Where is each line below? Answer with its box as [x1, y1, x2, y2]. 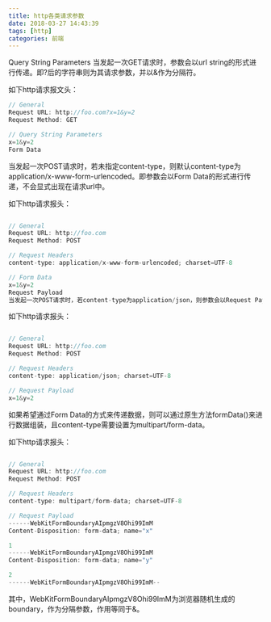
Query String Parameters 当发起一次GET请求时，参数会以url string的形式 [8, 57, 250, 67]
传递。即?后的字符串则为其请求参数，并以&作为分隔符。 [15, 68, 201, 78]
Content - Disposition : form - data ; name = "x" [8, 527, 153, 535]
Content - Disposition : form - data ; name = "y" [8, 557, 153, 565]
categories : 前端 [8, 34, 65, 43]
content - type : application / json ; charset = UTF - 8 [8, 372, 172, 380]
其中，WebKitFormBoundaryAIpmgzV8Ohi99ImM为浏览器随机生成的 [8, 594, 236, 603]
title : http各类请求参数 [8, 11, 85, 20]
